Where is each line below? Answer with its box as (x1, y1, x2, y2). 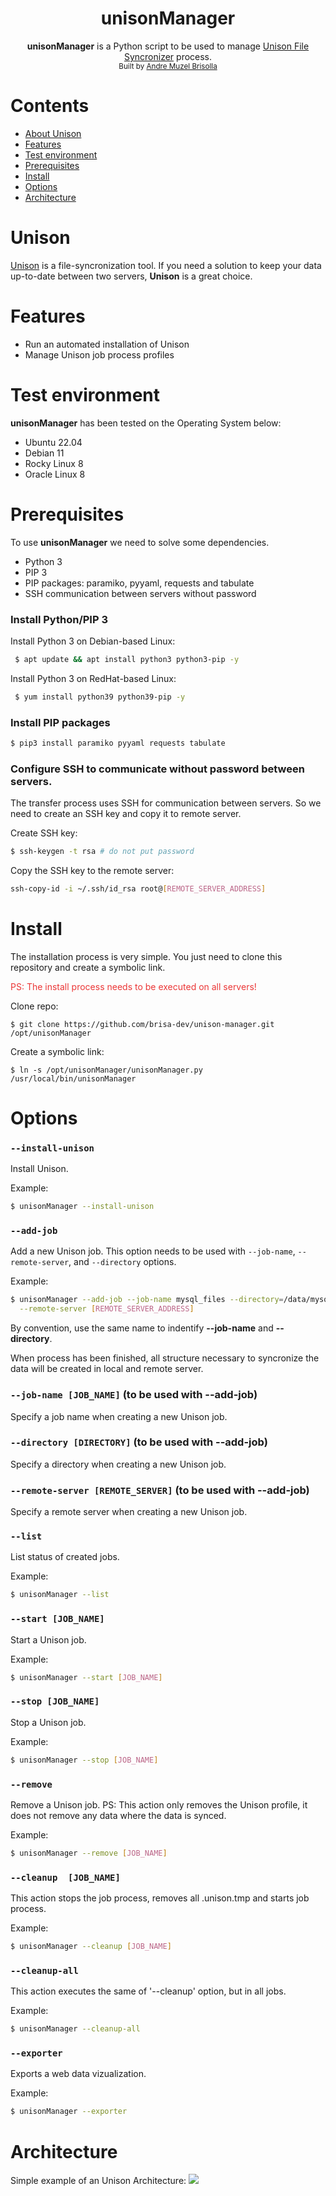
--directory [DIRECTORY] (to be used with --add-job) (10, 1435, 268, 1449)
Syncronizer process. (123, 50, 213, 62)
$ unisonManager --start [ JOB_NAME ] (10, 1672, 163, 1682)
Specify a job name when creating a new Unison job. (10, 1410, 228, 1422)
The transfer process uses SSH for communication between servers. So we (10, 797, 322, 809)
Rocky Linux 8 (24, 457, 84, 469)
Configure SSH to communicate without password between (10, 762, 305, 776)
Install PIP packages (10, 715, 111, 729)
